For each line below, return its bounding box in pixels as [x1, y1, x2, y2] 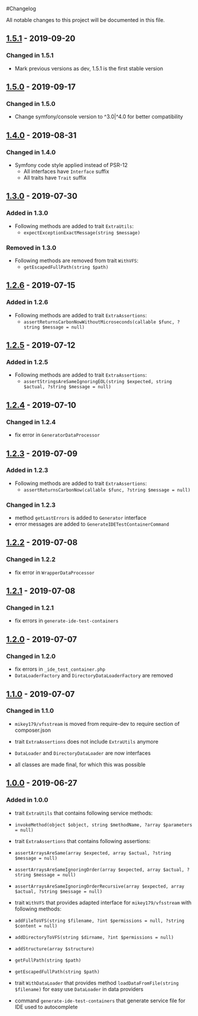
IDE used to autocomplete [14, 1003, 78, 1010]
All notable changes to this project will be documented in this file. [6, 17, 165, 23]
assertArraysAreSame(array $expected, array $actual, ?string [14, 850, 171, 856]
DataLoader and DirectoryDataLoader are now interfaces [14, 749, 151, 757]
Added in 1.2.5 [6, 358, 48, 366]
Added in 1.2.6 [6, 298, 48, 307]
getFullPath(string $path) [14, 957, 82, 963]
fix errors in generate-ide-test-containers [14, 617, 119, 624]
